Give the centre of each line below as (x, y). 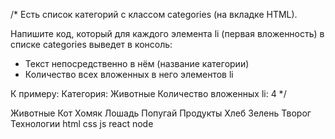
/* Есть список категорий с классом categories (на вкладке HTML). (154, 14)
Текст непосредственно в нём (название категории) (137, 63)
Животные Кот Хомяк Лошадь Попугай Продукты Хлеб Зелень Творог (161, 113)
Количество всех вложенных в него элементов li (129, 74)
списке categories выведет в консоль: (91, 44)
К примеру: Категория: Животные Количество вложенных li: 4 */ (148, 93)
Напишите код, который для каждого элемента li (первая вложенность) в (167, 33)
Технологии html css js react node (82, 123)
